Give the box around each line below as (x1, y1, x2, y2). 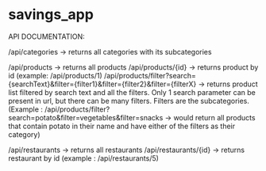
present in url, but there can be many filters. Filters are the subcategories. (8, 96, 250, 105)
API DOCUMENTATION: (8, 32, 85, 41)
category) (8, 129, 41, 139)
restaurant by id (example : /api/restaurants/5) (8, 153, 159, 163)
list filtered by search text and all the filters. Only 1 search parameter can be (8, 87, 256, 97)
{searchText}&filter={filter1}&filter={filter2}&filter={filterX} (8, 79, 197, 89)
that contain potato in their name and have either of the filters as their (8, 121, 236, 131)
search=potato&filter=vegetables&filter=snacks (8, 112, 164, 122)
